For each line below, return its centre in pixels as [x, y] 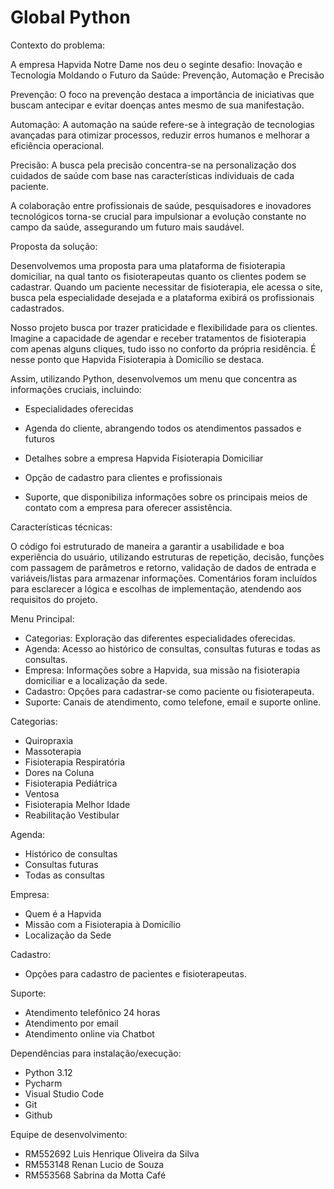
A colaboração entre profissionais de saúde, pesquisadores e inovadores [161, 205]
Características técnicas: [61, 527]
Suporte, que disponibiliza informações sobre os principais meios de [166, 497]
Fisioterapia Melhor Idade [77, 804]
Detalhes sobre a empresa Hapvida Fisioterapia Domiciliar [144, 458]
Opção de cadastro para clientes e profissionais [123, 477]
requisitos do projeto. [54, 599]
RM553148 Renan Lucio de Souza [94, 1164]
